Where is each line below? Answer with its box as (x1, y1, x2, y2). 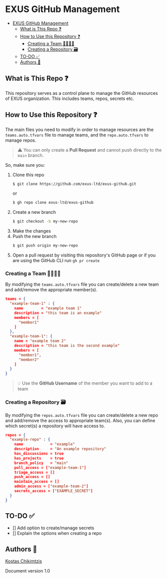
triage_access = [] (14, 470, 55, 475)
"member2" (18, 357, 39, 362)
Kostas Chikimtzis (5, 558, 42, 564)
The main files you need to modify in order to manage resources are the (5, 127, 154, 133)
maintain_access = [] (14, 479, 59, 484)
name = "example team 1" (14, 306, 82, 311)
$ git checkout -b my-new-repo (12, 219, 78, 224)
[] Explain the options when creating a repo (12, 530, 102, 536)
